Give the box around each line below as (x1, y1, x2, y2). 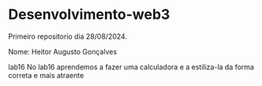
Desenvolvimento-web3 (8, 6, 170, 24)
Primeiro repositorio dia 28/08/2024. (8, 32, 128, 41)
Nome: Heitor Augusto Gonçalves (8, 47, 118, 56)
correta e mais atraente (8, 70, 84, 80)
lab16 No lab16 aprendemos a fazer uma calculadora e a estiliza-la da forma (8, 62, 255, 72)
